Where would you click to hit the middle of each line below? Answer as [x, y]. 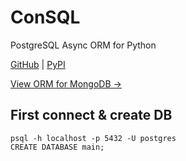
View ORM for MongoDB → [66, 83]
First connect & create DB [91, 115]
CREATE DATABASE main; [57, 147]
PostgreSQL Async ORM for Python [83, 45]
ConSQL [45, 17]
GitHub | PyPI [38, 64]
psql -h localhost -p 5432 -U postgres [93, 138]
